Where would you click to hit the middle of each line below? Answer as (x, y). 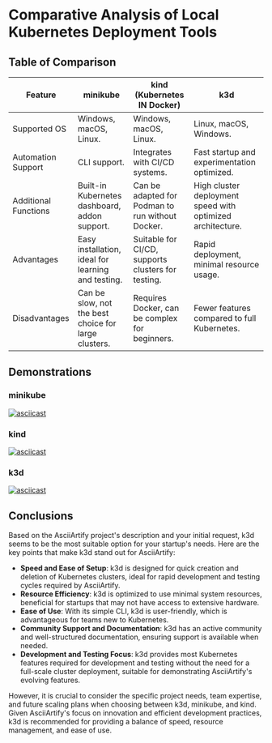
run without (155, 216)
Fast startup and (225, 152)
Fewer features (222, 308)
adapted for (155, 196)
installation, (99, 249)
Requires (150, 298)
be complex (155, 318)
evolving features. (50, 680)
